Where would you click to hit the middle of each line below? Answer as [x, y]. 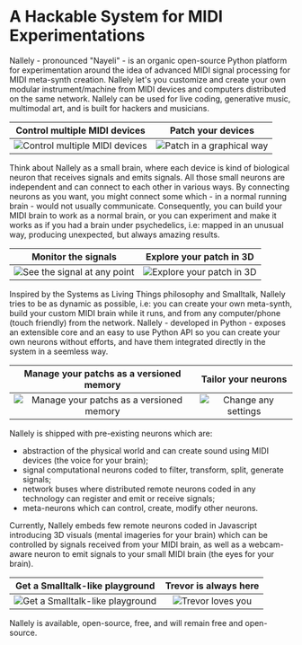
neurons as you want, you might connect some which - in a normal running [148, 196]
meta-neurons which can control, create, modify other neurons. [140, 508]
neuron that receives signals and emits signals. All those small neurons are [147, 177]
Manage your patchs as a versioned [102, 373]
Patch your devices [212, 130]
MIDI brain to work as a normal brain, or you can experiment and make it [143, 215]
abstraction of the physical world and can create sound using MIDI [146, 450]
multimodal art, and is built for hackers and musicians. [109, 108]
